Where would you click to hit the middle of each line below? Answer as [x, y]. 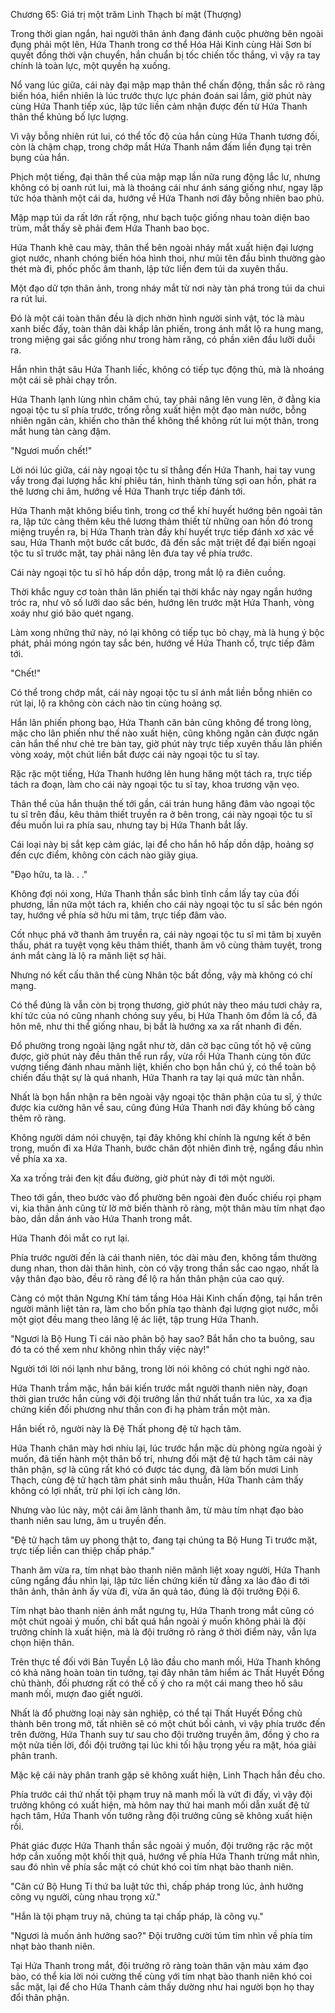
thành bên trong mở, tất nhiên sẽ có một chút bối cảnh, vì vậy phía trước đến [168, 1723]
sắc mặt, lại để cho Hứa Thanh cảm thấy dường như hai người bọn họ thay [162, 1987]
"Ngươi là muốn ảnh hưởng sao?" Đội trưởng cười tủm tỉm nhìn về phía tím [161, 1935]
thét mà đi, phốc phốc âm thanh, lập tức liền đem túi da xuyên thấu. [149, 268]
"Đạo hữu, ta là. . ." [49, 874]
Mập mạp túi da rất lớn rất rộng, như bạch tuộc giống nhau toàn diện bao [160, 217]
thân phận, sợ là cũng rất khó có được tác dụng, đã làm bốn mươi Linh [154, 1469]
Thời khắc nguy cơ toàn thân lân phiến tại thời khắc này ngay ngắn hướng [161, 592]
